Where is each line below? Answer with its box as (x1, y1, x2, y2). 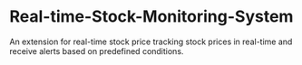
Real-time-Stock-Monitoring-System (9, 6, 294, 27)
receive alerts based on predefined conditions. (9, 45, 184, 56)
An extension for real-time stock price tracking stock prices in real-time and (9, 36, 293, 47)
